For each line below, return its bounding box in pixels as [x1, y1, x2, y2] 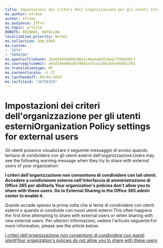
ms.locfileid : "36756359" [5, 79, 57, 84]
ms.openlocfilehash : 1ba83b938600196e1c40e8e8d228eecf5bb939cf [5, 57, 136, 62]
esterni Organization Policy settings [5, 121, 150, 132]
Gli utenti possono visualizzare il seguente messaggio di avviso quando [5, 147, 148, 153]
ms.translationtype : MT [5, 66, 53, 71]
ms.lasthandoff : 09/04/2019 [5, 75, 62, 80]
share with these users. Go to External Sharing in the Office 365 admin [5, 187, 150, 193]
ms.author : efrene [5, 12, 42, 17]
